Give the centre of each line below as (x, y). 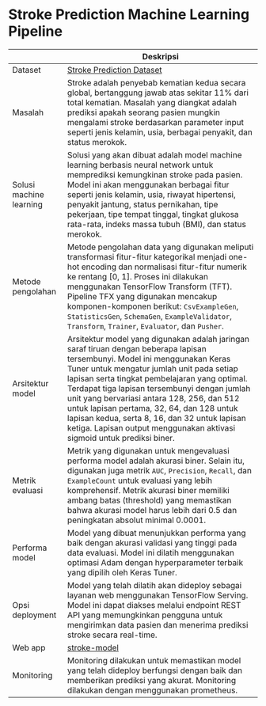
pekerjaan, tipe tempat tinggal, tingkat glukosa (153, 214)
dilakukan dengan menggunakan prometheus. (152, 690)
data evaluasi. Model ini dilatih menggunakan (151, 552)
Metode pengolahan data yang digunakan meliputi (160, 247)
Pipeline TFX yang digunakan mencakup (142, 296)
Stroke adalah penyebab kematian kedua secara (156, 82)
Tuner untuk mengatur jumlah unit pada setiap (153, 368)
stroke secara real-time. (112, 635)
